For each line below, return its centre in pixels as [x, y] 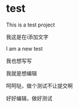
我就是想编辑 [21, 73]
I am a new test [24, 48]
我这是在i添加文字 [27, 36]
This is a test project [31, 25]
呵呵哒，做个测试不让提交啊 [39, 86]
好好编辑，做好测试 [29, 98]
